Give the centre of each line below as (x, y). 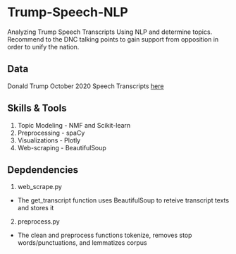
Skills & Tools (37, 108)
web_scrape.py (39, 187)
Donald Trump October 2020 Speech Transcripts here (86, 86)
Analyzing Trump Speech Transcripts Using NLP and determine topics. (110, 32)
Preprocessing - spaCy (51, 133)
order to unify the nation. (43, 47)
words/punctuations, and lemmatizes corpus (82, 243)
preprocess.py (38, 222)
